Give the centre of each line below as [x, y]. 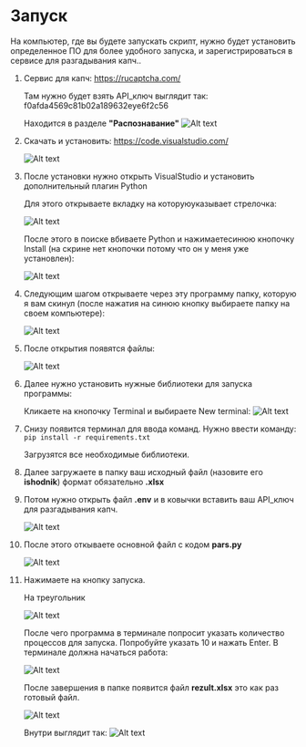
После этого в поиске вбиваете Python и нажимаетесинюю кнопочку [159, 239]
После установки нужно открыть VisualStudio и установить [139, 176]
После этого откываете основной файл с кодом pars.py [133, 545]
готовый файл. [51, 697]
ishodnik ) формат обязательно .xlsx [94, 482]
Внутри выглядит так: [65, 732]
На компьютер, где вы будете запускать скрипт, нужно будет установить [153, 41]
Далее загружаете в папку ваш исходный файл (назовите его [143, 472]
